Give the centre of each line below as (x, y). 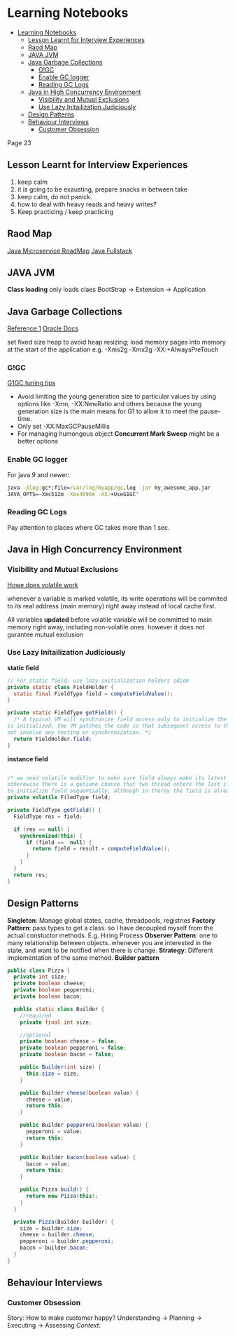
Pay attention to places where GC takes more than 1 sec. (88, 527)
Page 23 (19, 142)
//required (36, 1015)
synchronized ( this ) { (51, 836)
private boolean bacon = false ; (67, 1055)
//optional (36, 1035)
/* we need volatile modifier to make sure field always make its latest (117, 778)
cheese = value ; (49, 1100)
